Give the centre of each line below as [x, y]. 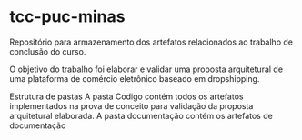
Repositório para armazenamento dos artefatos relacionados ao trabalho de [151, 42]
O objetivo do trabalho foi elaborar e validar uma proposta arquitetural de [146, 69]
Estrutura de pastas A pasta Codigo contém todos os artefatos [126, 96]
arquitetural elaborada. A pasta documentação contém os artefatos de [141, 115]
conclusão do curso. [48, 51]
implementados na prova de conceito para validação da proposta [131, 105]
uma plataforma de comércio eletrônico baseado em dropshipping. [135, 78]
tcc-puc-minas [67, 17]
